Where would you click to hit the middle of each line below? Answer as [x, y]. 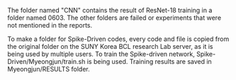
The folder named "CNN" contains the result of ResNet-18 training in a [110, 10]
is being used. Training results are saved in [150, 62]
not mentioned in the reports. [50, 25]
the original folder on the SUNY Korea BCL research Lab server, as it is [110, 46]
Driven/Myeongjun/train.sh [46, 62]
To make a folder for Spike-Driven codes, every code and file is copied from [118, 39]
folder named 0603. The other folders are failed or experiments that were [114, 18]
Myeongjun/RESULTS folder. [49, 69]
